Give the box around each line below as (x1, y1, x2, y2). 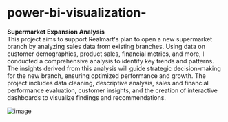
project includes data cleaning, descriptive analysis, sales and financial (7, 79, 209, 87)
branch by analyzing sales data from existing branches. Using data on (7, 42, 205, 50)
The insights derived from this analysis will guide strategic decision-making (7, 64, 222, 72)
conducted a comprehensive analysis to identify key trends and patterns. (7, 57, 215, 65)
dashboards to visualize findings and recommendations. (7, 93, 167, 101)
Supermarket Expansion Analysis (7, 28, 105, 36)
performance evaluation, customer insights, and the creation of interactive (7, 86, 218, 94)
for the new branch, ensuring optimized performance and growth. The (7, 71, 207, 80)
